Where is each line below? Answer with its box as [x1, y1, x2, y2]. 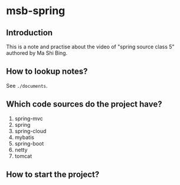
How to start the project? [6, 170, 100, 180]
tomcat [14, 152, 32, 160]
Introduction [6, 28, 53, 38]
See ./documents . [6, 82, 48, 89]
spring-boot [14, 140, 44, 147]
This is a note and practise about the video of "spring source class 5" [6, 43, 175, 50]
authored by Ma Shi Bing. [6, 49, 68, 57]
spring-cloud [14, 127, 47, 134]
